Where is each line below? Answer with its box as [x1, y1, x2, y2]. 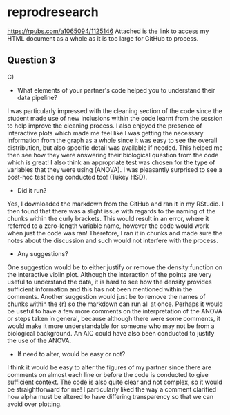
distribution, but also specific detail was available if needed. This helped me [7, 143, 223, 152]
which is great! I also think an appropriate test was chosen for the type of [7, 158, 215, 166]
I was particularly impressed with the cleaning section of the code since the [7, 106, 222, 115]
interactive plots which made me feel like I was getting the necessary [7, 128, 204, 137]
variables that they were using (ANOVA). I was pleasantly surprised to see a [7, 165, 222, 173]
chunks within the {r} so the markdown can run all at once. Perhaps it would [7, 300, 223, 308]
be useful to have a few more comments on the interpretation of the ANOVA [7, 307, 222, 315]
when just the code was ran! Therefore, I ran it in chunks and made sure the [7, 229, 223, 237]
